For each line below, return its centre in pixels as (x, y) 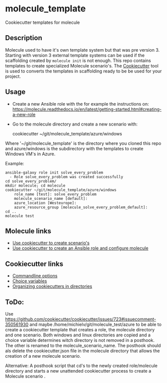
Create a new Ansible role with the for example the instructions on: (81, 104)
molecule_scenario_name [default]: (51, 198)
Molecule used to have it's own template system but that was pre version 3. (83, 50)
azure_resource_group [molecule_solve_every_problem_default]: (81, 207)
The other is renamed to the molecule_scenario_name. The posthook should (83, 346)
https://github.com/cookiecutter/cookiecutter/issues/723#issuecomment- (81, 319)
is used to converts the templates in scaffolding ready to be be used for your (83, 71)
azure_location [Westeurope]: (45, 203)
